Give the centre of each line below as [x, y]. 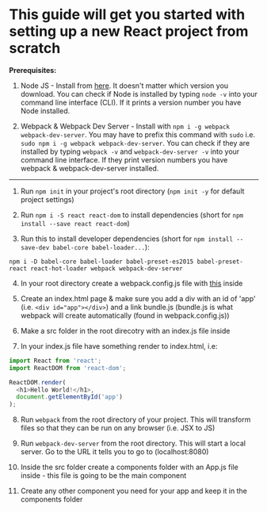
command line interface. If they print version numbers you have [124, 159]
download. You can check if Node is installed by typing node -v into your [139, 94]
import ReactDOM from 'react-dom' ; [68, 368]
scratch [35, 48]
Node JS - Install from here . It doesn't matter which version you [124, 86]
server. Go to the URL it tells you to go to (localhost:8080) [114, 452]
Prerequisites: [33, 70]
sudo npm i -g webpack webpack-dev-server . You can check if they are [135, 143]
